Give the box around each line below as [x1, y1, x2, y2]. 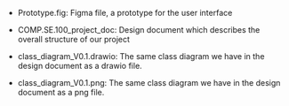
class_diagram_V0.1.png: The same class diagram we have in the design [17, 78, 281, 87]
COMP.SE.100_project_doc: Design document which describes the [17, 25, 261, 34]
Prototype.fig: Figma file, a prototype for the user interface [17, 8, 233, 18]
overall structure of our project [17, 34, 131, 44]
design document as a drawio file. [17, 61, 142, 71]
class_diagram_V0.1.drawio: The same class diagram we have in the [17, 51, 265, 61]
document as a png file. [17, 87, 105, 97]
